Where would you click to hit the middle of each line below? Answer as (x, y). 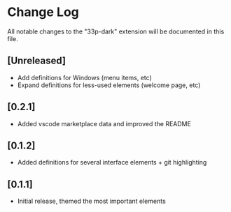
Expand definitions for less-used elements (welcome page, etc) (109, 85)
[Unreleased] (37, 61)
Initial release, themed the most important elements (91, 201)
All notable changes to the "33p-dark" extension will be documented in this (116, 31)
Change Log (43, 12)
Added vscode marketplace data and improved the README (104, 123)
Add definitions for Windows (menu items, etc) (84, 77)
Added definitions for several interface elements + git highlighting (112, 162)
